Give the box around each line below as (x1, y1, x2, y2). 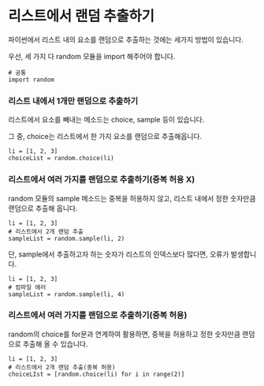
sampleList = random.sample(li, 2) (8, 234, 125, 242)
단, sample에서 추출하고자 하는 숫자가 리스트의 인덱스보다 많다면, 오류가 (8, 249, 229, 259)
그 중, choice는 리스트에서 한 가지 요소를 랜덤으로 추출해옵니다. (8, 132, 203, 141)
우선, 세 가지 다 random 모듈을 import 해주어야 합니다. (8, 51, 176, 61)
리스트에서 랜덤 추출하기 (8, 7, 155, 25)
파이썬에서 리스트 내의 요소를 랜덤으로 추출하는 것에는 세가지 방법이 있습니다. (8, 35, 244, 44)
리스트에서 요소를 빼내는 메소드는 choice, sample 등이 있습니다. (8, 115, 205, 125)
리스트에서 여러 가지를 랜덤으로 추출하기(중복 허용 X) (8, 174, 195, 186)
